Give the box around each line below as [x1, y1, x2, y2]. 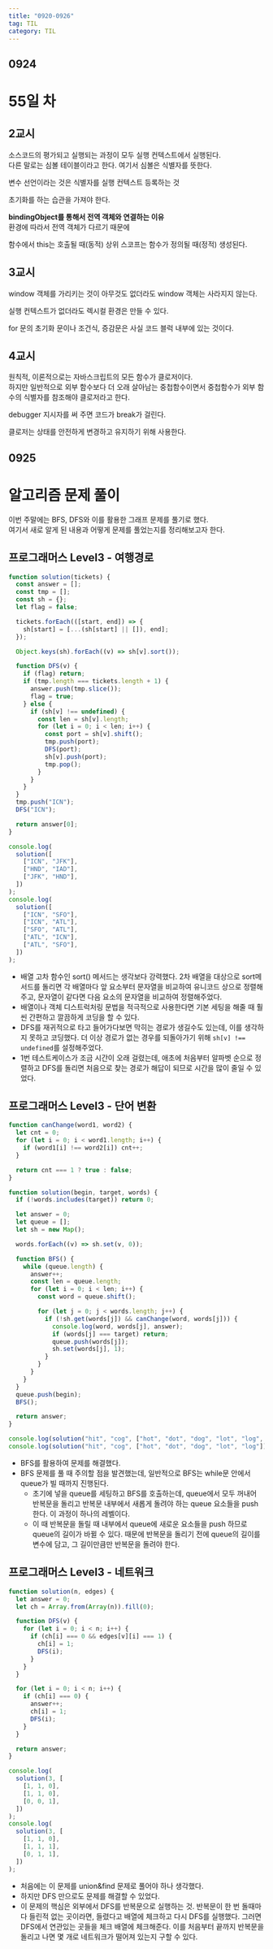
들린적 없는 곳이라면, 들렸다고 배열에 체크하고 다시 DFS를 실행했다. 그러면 [28, 1911, 262, 1921]
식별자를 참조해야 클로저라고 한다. [23, 392, 130, 402]
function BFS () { [15, 1254, 75, 1263]
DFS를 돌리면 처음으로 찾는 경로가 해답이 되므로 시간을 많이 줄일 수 [41, 1063, 253, 1072]
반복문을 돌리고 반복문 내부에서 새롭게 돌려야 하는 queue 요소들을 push [32, 1498, 258, 1508]
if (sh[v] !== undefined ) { [29, 708, 126, 716]
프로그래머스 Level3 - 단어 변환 [8, 1099, 157, 1113]
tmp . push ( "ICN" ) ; [15, 798, 75, 807]
